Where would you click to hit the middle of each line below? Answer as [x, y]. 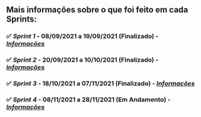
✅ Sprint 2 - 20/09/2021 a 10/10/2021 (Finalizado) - [82, 60]
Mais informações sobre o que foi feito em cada [97, 10]
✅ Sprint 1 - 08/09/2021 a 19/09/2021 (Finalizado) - [82, 37]
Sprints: [22, 19]
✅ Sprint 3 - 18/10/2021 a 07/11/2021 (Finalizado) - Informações [100, 83]
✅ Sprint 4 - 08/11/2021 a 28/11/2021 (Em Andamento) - [88, 100]
